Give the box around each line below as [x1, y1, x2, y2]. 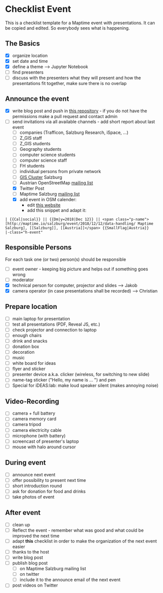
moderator [12, 277, 34, 283]
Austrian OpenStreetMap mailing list [19, 179, 93, 186]
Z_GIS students [19, 141, 51, 147]
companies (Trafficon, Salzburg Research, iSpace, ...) [19, 129, 128, 135]
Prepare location [5, 302, 57, 311]
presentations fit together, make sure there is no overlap [12, 81, 127, 86]
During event [5, 459, 46, 467]
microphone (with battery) [12, 432, 66, 438]
